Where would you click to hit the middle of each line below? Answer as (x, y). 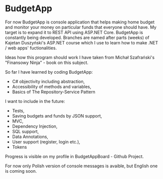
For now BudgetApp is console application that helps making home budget (80, 22)
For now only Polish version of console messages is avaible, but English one (81, 166)
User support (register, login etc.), (46, 141)
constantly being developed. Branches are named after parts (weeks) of (77, 38)
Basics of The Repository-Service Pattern (54, 92)
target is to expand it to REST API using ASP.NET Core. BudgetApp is (74, 32)
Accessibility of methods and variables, (52, 86)
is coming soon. (21, 171)
